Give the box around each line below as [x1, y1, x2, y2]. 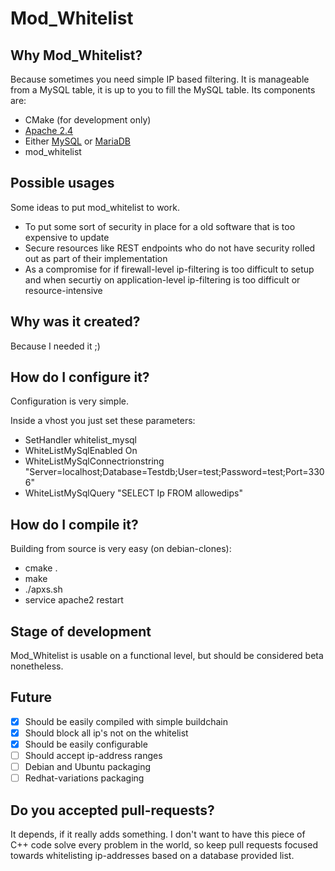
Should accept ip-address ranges [24, 750, 163, 762]
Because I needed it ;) [10, 340, 101, 352]
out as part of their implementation [24, 252, 168, 264]
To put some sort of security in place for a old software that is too [24, 220, 296, 232]
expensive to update [24, 231, 110, 243]
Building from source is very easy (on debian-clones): [10, 543, 232, 555]
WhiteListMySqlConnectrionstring [24, 455, 165, 467]
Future [10, 689, 53, 706]
